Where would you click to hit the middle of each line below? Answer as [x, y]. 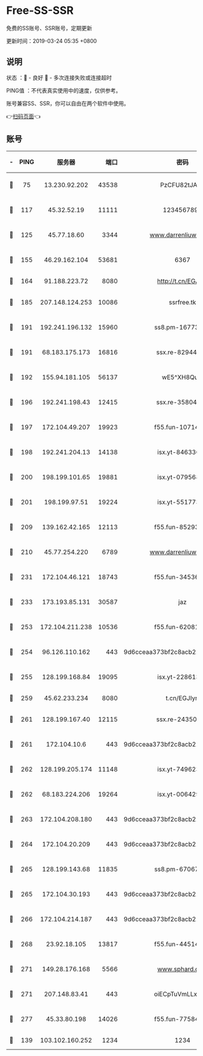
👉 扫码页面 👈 [24, 116]
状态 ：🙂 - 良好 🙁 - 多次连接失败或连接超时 [59, 78]
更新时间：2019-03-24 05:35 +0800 [52, 41]
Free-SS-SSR [40, 11]
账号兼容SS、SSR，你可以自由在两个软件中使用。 [68, 103]
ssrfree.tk [182, 302]
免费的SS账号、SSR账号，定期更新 [49, 28]
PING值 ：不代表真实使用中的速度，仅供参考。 [64, 90]
